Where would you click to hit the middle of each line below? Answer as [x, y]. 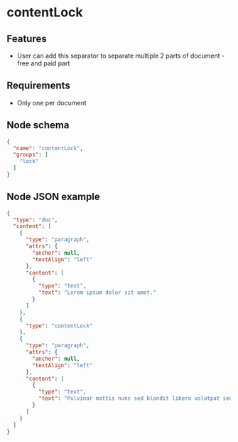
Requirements [38, 86]
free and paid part [43, 63]
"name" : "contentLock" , [48, 148]
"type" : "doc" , [36, 220]
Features [27, 39]
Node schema [38, 125]
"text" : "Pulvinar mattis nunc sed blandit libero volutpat [129, 399]
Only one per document [52, 102]
